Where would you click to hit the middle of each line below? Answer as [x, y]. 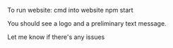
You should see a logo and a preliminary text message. [87, 23]
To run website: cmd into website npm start [70, 10]
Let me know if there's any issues [56, 37]
